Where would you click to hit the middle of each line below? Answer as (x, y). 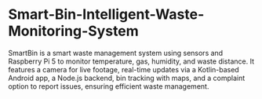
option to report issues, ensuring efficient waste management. (109, 86)
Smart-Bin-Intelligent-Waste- (106, 15)
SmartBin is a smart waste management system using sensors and (116, 53)
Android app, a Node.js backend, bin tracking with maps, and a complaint (127, 78)
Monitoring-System (73, 31)
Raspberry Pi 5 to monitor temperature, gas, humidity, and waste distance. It (131, 61)
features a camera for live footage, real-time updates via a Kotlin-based (124, 69)
